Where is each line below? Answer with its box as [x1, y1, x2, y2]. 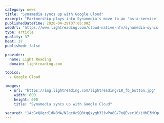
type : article [5, 30, 34, 35]
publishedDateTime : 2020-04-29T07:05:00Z [5, 20, 91, 26]
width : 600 [14, 92, 36, 98]
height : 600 [14, 97, 38, 102]
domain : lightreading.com [9, 61, 62, 66]
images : [5, 83, 21, 88]
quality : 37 [5, 35, 29, 40]
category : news [5, 7, 36, 12]
